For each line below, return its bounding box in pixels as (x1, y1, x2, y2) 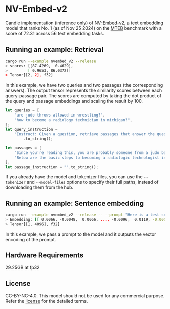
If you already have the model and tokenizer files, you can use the (5, 173, 143, 180)
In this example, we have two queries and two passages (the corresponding (5, 82, 163, 88)
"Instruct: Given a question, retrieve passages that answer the (14, 131, 155, 137)
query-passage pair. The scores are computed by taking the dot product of (5, 93, 162, 99)
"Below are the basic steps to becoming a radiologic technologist (14, 155, 159, 160)
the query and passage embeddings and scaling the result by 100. (5, 98, 143, 104)
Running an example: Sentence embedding (5, 199, 144, 208)
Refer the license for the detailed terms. (5, 298, 88, 304)
